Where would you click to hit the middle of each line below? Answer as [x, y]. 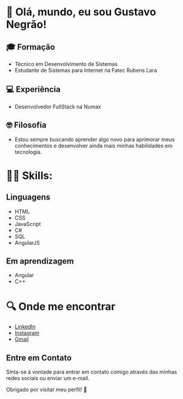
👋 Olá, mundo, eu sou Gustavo [81, 12]
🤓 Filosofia [26, 125]
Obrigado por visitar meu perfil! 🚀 [46, 390]
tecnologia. [28, 152]
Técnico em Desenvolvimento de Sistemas [66, 64]
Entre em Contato [39, 358]
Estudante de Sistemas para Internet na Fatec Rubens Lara [86, 70]
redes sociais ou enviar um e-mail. [48, 378]
